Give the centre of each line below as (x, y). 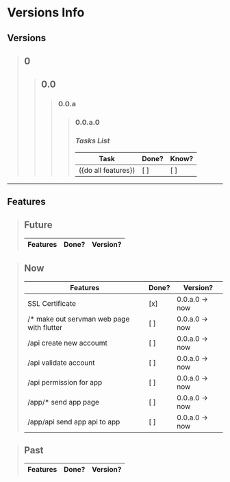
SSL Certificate (52, 303)
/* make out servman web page (78, 319)
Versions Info (46, 13)
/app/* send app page (63, 402)
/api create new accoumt (67, 343)
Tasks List (92, 141)
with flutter (45, 327)
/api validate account (61, 363)
